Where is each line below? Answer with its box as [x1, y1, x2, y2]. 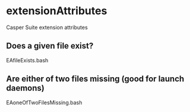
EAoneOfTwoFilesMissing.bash [6, 99, 83, 106]
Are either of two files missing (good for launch [6, 74, 185, 84]
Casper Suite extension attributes [6, 24, 88, 31]
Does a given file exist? [6, 41, 94, 51]
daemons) [6, 83, 45, 93]
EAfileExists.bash [6, 56, 49, 63]
